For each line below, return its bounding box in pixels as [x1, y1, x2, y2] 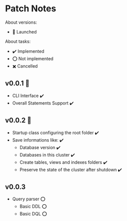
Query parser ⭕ [12, 196, 46, 202]
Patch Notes [5, 3, 57, 14]
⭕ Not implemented [12, 55, 54, 62]
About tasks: [5, 38, 31, 44]
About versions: [5, 19, 37, 25]
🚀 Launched [12, 29, 37, 35]
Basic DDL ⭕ [19, 203, 47, 210]
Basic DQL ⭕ [19, 211, 47, 217]
